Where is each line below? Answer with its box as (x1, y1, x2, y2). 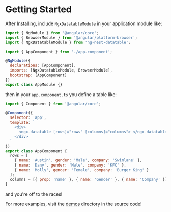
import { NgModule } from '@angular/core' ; (5, 30, 99, 35)
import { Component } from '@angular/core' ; (5, 101, 101, 106)
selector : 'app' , (10, 115, 47, 121)
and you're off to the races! (5, 191, 63, 197)
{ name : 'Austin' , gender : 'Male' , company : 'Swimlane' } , (14, 158, 142, 163)
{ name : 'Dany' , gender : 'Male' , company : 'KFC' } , (14, 162, 126, 168)
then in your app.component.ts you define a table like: (5, 91, 117, 98)
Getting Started (5, 4, 72, 15)
